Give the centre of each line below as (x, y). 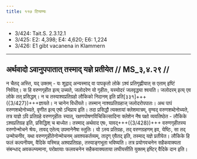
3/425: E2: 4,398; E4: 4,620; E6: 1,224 (61, 39)
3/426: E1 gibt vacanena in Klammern (60, 46)
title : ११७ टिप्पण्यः (26, 11)
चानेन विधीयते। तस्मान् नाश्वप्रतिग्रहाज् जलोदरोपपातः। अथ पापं (115, 103)
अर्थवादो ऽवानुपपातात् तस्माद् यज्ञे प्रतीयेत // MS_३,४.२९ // (88, 70)
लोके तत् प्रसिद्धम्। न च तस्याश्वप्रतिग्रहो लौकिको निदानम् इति (61, 96)
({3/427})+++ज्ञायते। (29, 103)
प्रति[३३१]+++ (132, 96)
